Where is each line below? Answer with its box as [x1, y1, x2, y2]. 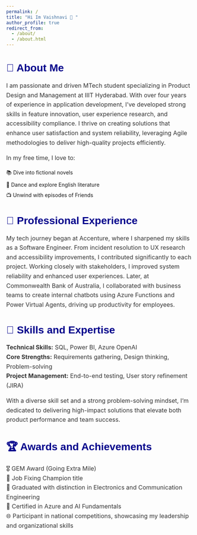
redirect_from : [6, 25, 44, 31]
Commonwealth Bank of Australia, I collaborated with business [6, 281, 181, 289]
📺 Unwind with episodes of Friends [6, 191, 94, 199]
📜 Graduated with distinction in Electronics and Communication [6, 483, 183, 492]
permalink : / [6, 8, 39, 15]
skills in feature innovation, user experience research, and [6, 110, 168, 118]
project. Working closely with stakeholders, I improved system [6, 262, 180, 270]
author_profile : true [6, 20, 60, 26]
